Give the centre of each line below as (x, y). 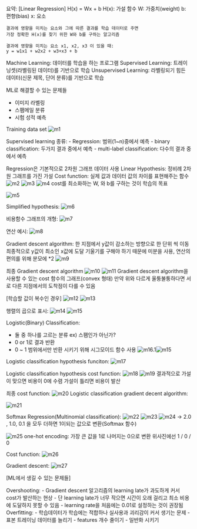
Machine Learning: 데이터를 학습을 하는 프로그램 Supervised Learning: (89, 63)
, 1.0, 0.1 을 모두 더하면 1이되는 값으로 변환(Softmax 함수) (71, 424)
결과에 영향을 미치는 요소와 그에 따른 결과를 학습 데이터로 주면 (72, 28)
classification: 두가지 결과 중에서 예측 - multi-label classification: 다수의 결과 (96, 149)
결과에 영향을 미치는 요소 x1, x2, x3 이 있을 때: (60, 46)
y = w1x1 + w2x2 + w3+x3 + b (42, 51)
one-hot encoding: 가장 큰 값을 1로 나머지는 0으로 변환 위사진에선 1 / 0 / (108, 436)
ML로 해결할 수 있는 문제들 (37, 90)
